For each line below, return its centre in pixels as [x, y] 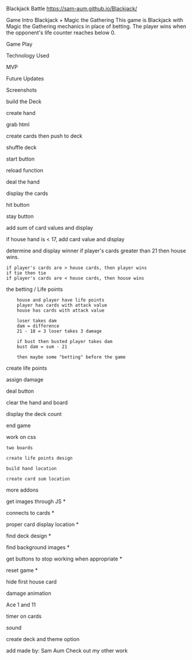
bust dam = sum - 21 [42, 347]
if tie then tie [26, 273]
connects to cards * [30, 513]
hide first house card [32, 582]
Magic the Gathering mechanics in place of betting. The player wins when [96, 26]
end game [18, 425]
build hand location [32, 469]
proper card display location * [42, 524]
